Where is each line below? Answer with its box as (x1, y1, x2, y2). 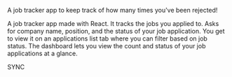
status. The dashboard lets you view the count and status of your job (7, 42, 206, 50)
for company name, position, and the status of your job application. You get (7, 27, 226, 35)
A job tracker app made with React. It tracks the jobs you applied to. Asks (7, 20, 219, 27)
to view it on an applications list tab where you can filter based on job (7, 34, 208, 43)
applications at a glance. (7, 49, 79, 57)
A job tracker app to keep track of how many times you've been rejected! (7, 6, 218, 14)
